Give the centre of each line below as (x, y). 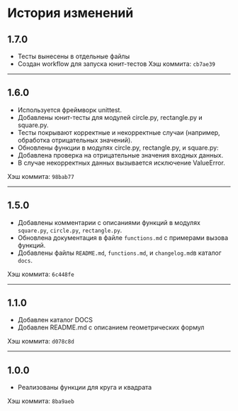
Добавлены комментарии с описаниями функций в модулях (109, 222)
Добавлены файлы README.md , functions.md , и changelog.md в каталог (119, 253)
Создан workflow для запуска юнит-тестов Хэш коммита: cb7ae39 (117, 64)
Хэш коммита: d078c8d (41, 341)
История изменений (70, 13)
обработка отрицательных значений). (75, 140)
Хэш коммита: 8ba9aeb (41, 401)
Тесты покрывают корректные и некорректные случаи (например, (119, 132)
